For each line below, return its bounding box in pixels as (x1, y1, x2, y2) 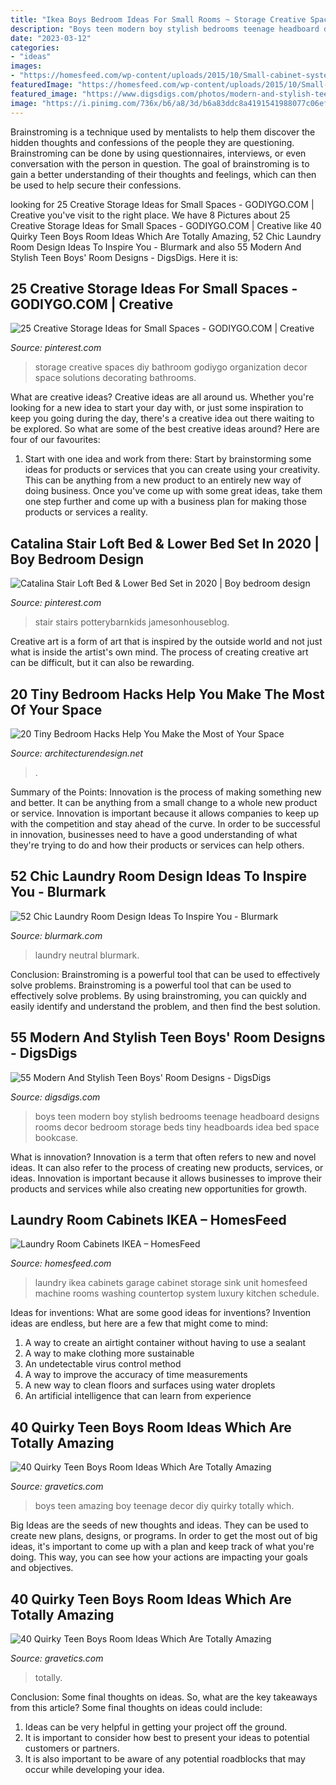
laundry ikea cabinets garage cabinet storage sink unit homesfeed (34, 1277, 308, 1289)
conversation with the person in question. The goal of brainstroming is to (10, 157, 310, 170)
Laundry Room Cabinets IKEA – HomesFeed (10, 1211, 287, 1228)
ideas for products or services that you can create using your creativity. (24, 464, 320, 476)
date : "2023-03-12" (10, 33, 92, 43)
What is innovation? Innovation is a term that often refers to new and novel (10, 1151, 317, 1163)
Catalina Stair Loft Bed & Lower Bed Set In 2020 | (10, 535, 320, 552)
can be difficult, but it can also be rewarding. (10, 657, 195, 669)
